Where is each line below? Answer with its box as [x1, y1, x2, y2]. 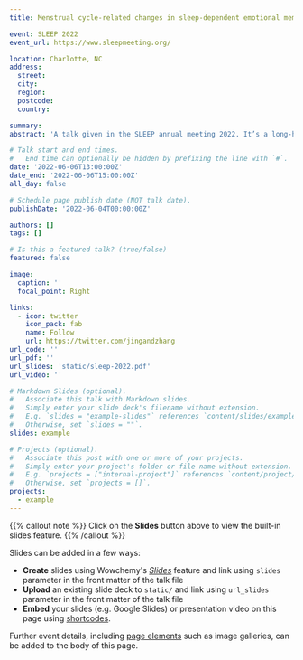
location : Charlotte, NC [9, 54, 103, 63]
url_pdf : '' [9, 354, 54, 363]
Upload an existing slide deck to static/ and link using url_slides [22, 584, 270, 595]
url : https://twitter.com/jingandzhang [25, 336, 176, 346]
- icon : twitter [17, 311, 78, 321]
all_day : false [9, 179, 67, 188]
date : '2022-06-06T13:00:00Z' [9, 163, 124, 172]
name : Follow [25, 328, 75, 337]
